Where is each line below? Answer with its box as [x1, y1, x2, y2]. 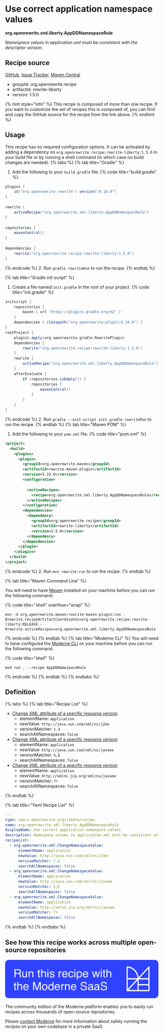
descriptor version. [5, 44, 43, 50]
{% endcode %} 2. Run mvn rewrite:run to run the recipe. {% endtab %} [5, 568, 151, 574]
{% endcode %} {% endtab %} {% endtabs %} [5, 673, 99, 680]
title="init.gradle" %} [12, 289, 54, 295]
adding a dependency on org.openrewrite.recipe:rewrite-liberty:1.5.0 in [5, 149, 158, 155]
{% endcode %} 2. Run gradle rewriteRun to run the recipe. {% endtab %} [5, 265, 155, 271]
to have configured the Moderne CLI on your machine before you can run [5, 640, 153, 646]
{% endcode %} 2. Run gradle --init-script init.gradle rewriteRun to [5, 416, 152, 422]
